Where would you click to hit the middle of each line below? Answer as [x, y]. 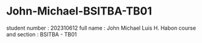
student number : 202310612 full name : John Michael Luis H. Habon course [101, 28]
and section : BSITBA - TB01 [42, 34]
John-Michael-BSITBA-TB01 [79, 11]
